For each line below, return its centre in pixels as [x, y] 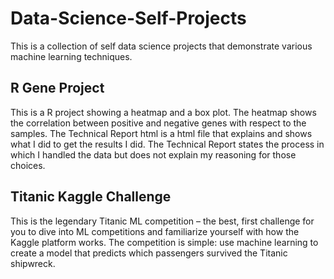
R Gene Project [57, 88]
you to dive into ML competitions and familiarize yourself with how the [155, 231]
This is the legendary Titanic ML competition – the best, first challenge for [162, 221]
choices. [28, 165]
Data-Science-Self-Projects [128, 18]
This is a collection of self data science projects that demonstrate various [161, 46]
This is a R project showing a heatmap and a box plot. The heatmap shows [163, 112]
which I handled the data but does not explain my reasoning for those [153, 154]
